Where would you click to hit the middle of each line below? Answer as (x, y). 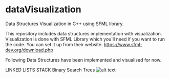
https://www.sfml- (123, 44)
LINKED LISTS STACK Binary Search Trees (50, 70)
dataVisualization (43, 9)
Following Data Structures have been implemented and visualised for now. (83, 60)
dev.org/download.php (29, 50)
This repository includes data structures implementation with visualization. (84, 33)
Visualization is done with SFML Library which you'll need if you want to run (85, 39)
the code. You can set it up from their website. (54, 44)
